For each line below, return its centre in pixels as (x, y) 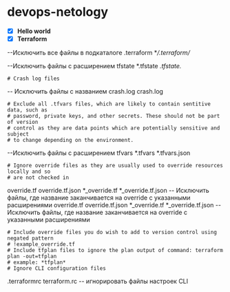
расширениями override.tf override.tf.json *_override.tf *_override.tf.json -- (114, 205)
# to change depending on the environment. (71, 140)
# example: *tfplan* (37, 262)
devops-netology (58, 12)
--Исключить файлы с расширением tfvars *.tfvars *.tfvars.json (99, 153)
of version (23, 122)
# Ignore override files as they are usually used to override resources (115, 166)
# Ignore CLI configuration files (57, 269)
